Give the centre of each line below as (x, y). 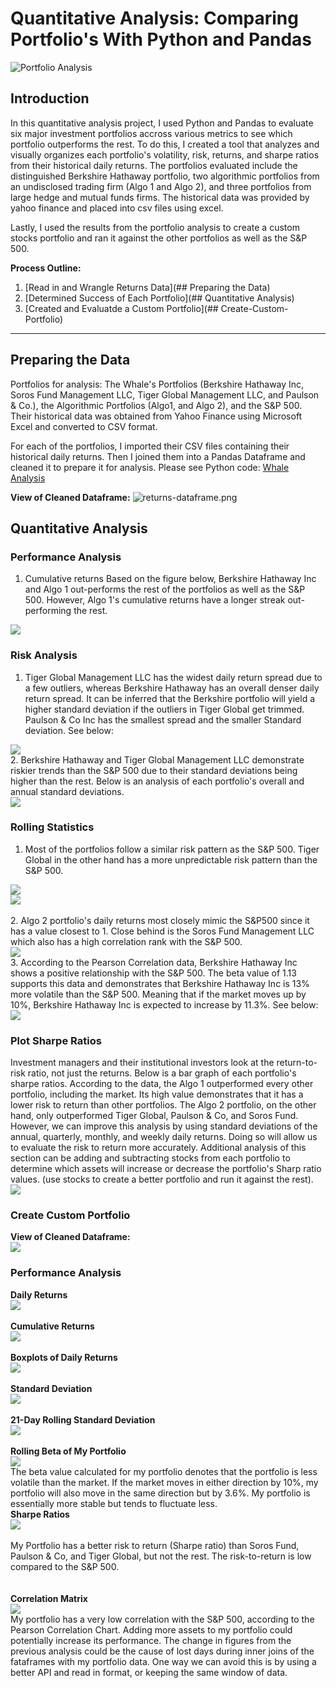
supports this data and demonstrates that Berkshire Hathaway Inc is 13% (160, 983)
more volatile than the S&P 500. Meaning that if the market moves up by (158, 994)
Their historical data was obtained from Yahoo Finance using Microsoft (156, 416)
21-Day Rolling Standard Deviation (83, 1419)
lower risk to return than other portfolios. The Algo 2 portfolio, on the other (163, 1105)
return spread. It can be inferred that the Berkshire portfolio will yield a (170, 698)
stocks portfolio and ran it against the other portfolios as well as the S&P (159, 238)
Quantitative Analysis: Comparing (154, 18)
